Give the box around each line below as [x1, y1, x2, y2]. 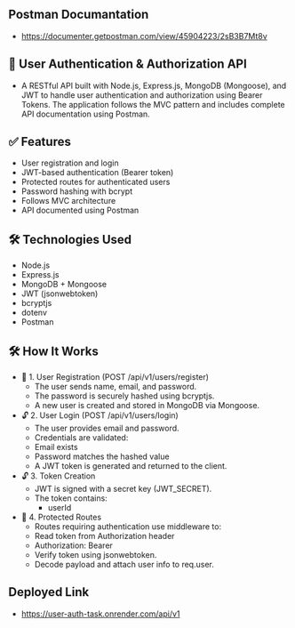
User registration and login [20, 157, 119, 168]
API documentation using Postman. [20, 109, 150, 119]
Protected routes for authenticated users [20, 177, 171, 188]
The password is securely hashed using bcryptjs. [34, 390, 215, 401]
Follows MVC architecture [20, 196, 116, 206]
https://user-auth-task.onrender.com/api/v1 [20, 608, 180, 619]
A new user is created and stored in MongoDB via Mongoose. [34, 400, 259, 411]
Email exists [34, 442, 78, 453]
